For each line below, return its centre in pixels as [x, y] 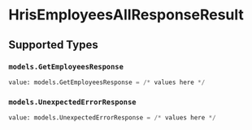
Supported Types [54, 45]
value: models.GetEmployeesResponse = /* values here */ [107, 82]
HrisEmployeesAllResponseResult [126, 15]
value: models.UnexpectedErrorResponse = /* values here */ [113, 118]
